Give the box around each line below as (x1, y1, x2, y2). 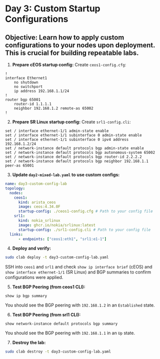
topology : (5, 186, 26, 191)
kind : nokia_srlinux (18, 218, 61, 223)
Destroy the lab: (12, 340, 46, 346)
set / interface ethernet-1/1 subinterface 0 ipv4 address (5, 137, 129, 142)
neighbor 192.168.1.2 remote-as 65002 (14, 106, 94, 111)
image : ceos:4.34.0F (18, 204, 61, 209)
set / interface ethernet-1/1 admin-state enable (5, 129, 109, 134)
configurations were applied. (5, 274, 64, 280)
